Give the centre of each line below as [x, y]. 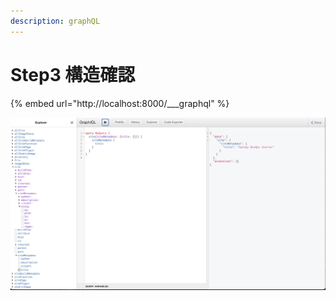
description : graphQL [55, 21]
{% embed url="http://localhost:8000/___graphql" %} [120, 103]
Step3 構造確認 [73, 74]
